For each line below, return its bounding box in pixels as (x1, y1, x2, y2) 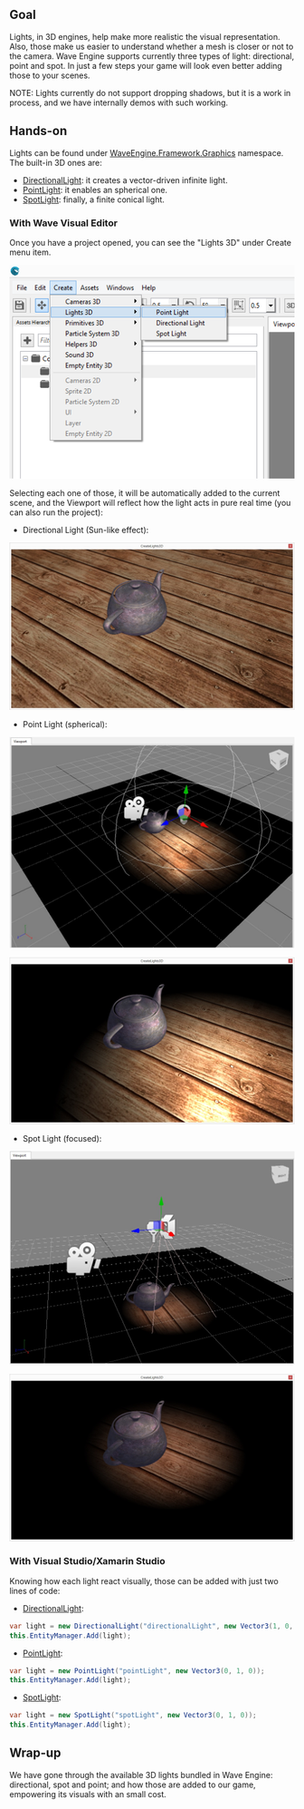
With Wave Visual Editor (9, 217, 118, 229)
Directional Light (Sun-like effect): (22, 524, 149, 535)
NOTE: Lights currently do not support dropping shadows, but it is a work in (9, 87, 291, 98)
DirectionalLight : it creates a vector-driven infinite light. (22, 174, 228, 185)
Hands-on (9, 123, 68, 139)
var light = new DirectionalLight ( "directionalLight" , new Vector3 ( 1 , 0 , (9, 1621, 294, 1630)
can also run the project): (9, 507, 104, 518)
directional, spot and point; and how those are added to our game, (9, 1779, 256, 1790)
